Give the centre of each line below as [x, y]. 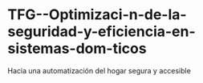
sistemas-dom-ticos [77, 49]
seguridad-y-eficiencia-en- [101, 32]
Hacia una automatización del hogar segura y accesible [99, 70]
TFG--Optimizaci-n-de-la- [97, 15]
